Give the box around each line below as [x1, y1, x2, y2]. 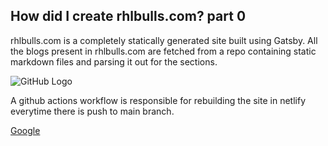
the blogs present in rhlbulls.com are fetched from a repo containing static [10, 45, 317, 57]
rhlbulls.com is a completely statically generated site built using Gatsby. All [10, 34, 318, 46]
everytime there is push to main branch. [10, 105, 175, 117]
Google [10, 124, 41, 136]
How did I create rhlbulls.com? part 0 [10, 8, 247, 25]
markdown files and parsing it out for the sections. [10, 55, 218, 68]
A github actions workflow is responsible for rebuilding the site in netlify [10, 94, 307, 106]
